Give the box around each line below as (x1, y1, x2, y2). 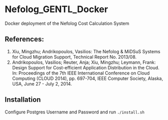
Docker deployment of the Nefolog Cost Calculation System (5, 20, 130, 26)
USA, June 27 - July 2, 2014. (12, 81, 72, 87)
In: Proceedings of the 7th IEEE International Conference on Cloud (12, 70, 150, 76)
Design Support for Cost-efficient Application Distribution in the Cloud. (12, 64, 160, 70)
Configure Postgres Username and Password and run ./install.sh (5, 109, 145, 115)
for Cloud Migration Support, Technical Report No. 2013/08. (12, 54, 137, 60)
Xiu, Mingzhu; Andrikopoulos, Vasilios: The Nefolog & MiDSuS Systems (12, 48, 160, 54)
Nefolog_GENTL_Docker (5, 4, 108, 15)
